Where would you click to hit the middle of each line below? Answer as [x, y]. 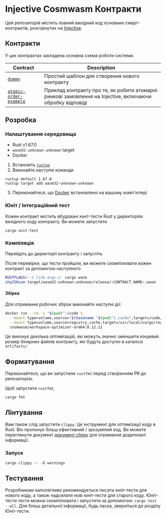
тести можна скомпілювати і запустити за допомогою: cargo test [87, 501]
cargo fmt [15, 398]
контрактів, [17, 28]
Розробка [21, 120]
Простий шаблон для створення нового [92, 76]
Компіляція [20, 243]
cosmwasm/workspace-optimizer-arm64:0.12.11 [56, 327]
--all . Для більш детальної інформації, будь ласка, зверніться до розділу [83, 506]
